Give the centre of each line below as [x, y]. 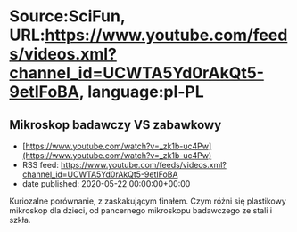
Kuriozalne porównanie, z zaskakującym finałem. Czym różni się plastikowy [148, 201]
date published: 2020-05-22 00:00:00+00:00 [106, 184]
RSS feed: [41, 165]
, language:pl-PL [142, 92]
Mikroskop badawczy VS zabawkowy [115, 125]
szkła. [20, 220]
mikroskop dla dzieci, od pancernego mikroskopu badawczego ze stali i [141, 210]
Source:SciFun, [67, 16]
